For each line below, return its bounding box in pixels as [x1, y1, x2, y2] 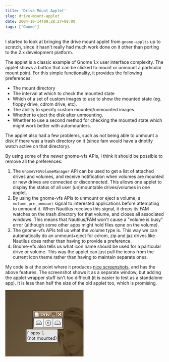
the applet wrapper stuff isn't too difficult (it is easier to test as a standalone [5, 275, 163, 281]
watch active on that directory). [5, 143, 71, 149]
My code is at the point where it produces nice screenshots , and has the [5, 264, 155, 270]
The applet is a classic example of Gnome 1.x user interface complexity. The [5, 59, 164, 65]
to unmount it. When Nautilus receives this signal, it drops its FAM [12, 206, 149, 212]
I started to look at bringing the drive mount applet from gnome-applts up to [5, 38, 161, 45]
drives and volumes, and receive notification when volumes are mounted [12, 173, 164, 179]
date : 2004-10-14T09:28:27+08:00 [5, 19, 76, 24]
